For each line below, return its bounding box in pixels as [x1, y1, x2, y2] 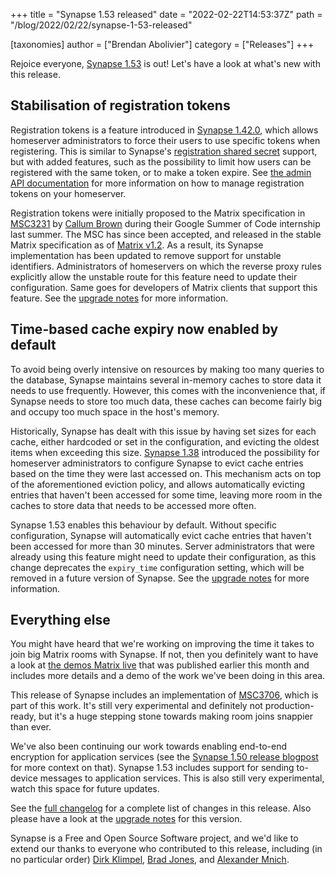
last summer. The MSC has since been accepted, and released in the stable [10, 228, 322, 240]
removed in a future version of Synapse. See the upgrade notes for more [10, 572, 310, 584]
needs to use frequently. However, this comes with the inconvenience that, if [10, 384, 326, 396]
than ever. [10, 721, 52, 733]
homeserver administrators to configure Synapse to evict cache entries [10, 457, 304, 469]
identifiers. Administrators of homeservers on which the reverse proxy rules [10, 260, 322, 272]
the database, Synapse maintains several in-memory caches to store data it [10, 374, 322, 386]
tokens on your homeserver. [10, 187, 127, 199]
